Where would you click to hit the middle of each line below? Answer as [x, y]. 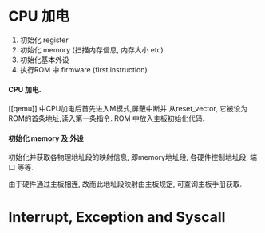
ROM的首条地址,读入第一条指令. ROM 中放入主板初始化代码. [107, 118]
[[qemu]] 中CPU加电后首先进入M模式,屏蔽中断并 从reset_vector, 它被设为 [128, 109]
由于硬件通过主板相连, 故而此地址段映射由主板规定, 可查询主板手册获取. [125, 184]
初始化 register [44, 40]
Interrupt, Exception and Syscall [117, 217]
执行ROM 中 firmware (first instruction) [83, 69]
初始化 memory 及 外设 [46, 138]
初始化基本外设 [44, 60]
